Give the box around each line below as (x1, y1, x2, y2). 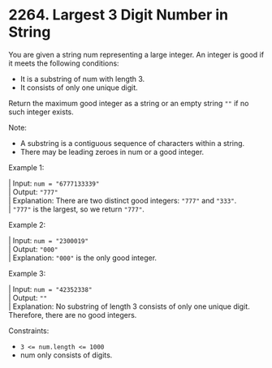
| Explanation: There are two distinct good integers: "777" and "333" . (8, 195, 237, 205)
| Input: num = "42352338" (8, 284, 93, 293)
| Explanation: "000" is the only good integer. (8, 253, 157, 263)
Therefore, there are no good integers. (8, 310, 137, 319)
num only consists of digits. (19, 350, 113, 360)
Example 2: (8, 220, 46, 229)
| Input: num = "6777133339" (8, 178, 100, 188)
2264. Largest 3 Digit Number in (8, 6, 229, 24)
